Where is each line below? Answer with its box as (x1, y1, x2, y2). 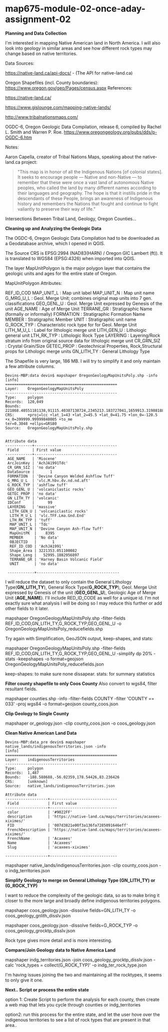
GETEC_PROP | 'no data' (7, 491, 57, 496)
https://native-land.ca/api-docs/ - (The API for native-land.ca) (5, 70, 133, 76)
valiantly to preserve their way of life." (17, 206, 96, 212)
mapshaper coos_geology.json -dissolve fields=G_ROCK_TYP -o (5, 922, 138, 928)
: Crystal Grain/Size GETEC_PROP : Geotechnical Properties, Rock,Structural (5, 343, 162, 349)
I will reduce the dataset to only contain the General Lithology (5, 579, 132, 585)
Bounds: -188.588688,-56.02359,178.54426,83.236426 (5, 774, 120, 780)
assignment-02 (5, 14, 71, 25)
